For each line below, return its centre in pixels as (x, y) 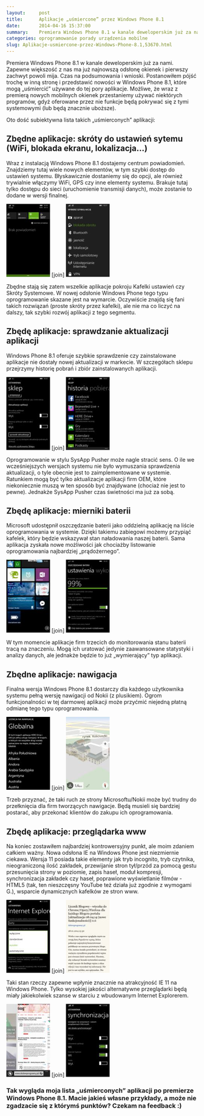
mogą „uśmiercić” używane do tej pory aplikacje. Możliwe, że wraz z (92, 89)
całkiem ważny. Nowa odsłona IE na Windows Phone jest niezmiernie (93, 853)
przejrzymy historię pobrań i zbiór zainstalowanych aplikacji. (82, 368)
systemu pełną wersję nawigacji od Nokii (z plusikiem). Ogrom (84, 696)
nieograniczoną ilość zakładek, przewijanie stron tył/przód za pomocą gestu (102, 866)
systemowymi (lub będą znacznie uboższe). (61, 108)
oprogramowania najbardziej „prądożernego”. (63, 551)
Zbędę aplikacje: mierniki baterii (69, 511)
